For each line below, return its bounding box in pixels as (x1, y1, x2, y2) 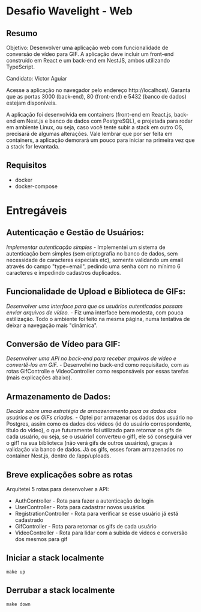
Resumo (6, 28, 38, 38)
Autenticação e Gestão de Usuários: (6, 227, 145, 238)
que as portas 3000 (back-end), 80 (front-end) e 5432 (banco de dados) (6, 93, 187, 100)
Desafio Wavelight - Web (6, 4, 133, 18)
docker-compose (14, 182, 58, 190)
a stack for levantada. (6, 143, 60, 150)
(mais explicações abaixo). (6, 374, 73, 381)
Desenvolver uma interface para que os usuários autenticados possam (6, 302, 183, 310)
